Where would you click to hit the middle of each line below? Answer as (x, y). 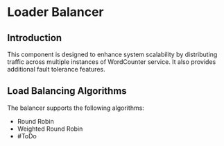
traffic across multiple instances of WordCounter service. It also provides (112, 62)
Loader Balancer (55, 12)
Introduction (35, 38)
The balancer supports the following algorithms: (76, 108)
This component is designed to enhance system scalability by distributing (112, 54)
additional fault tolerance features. (56, 69)
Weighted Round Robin (50, 129)
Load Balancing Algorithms (67, 91)
